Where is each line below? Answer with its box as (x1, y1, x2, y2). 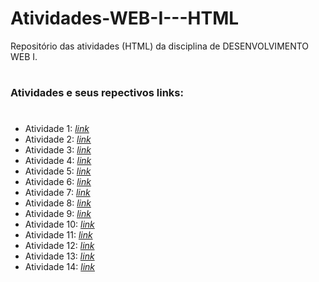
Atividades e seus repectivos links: (10, 86, 184, 100)
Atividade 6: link (24, 176, 92, 188)
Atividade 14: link (24, 261, 95, 273)
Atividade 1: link (24, 123, 90, 135)
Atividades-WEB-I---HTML (10, 7, 240, 30)
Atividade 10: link (24, 218, 95, 231)
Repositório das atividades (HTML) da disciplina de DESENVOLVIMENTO (10, 40, 310, 52)
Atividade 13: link (24, 250, 95, 262)
